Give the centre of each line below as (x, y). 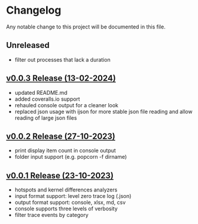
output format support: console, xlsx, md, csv (70, 203)
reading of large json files (46, 118)
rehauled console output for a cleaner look (66, 105)
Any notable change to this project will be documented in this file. (86, 27)
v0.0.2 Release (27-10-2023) (61, 136)
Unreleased (28, 45)
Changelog (34, 10)
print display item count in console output (65, 151)
